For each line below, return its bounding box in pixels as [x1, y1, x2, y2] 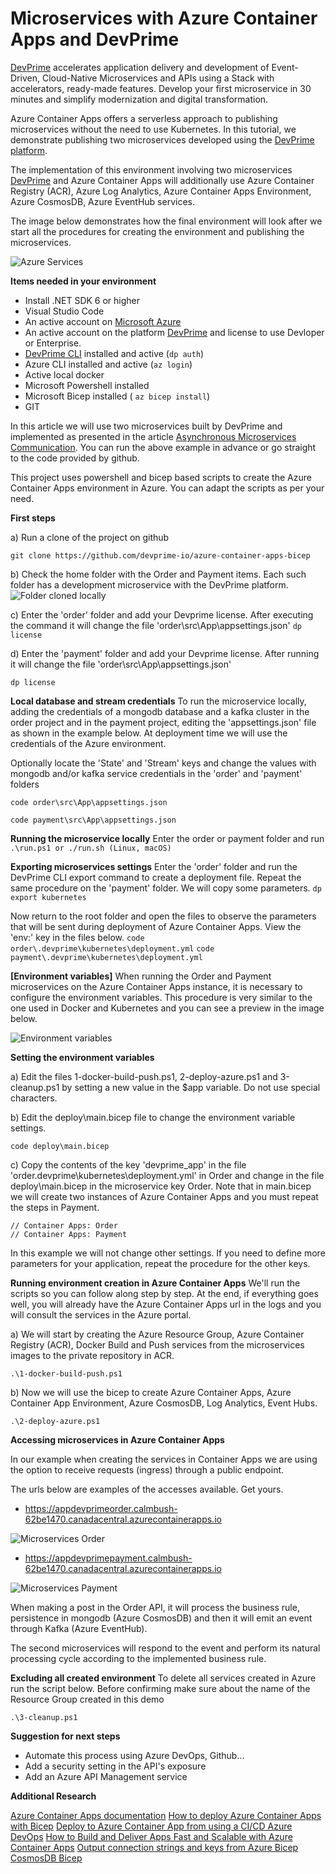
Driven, [10, 72, 40, 84]
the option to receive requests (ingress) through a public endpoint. [10, 1463, 285, 1476]
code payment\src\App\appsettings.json [10, 815, 177, 825]
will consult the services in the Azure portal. [10, 1308, 192, 1321]
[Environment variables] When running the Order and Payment [10, 970, 272, 982]
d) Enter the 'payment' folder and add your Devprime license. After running [10, 647, 320, 659]
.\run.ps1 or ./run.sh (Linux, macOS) [10, 843, 172, 853]
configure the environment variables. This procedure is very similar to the [10, 991, 313, 1003]
